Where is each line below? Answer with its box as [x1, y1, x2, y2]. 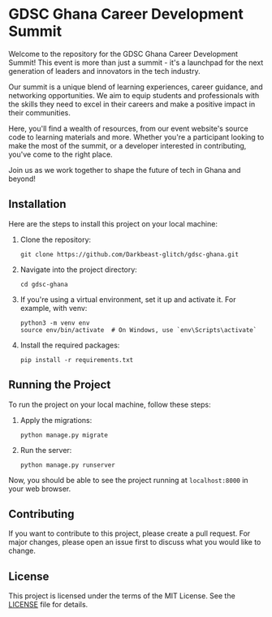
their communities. [8, 107, 71, 118]
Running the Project [8, 378, 111, 392]
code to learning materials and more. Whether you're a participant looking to [8, 132, 265, 142]
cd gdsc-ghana [19, 280, 68, 288]
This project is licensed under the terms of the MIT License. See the [8, 591, 235, 601]
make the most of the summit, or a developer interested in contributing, [8, 140, 247, 150]
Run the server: [19, 445, 72, 455]
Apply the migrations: [19, 415, 93, 425]
